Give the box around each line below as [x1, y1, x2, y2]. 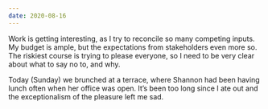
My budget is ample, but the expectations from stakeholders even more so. [8, 42, 258, 52]
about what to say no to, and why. [8, 59, 121, 69]
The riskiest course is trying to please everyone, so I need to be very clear [8, 50, 255, 60]
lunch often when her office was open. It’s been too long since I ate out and [8, 83, 258, 93]
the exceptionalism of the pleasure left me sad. [8, 91, 164, 101]
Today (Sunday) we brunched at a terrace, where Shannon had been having [8, 75, 260, 84]
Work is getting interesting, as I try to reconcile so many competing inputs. [8, 34, 255, 43]
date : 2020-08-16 [8, 11, 67, 20]
